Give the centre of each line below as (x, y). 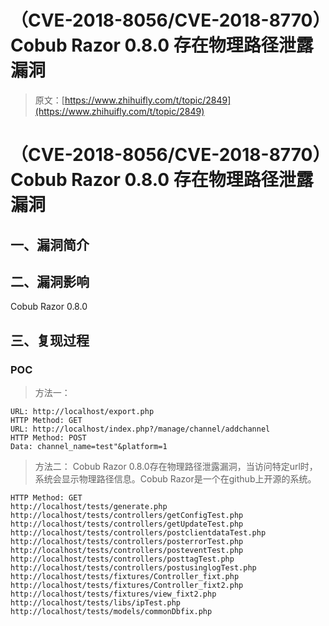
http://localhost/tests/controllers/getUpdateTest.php (127, 524)
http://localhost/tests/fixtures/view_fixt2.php (113, 594)
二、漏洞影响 (50, 281)
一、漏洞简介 (50, 244)
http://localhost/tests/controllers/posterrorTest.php (127, 542)
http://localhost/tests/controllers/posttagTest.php (122, 559)
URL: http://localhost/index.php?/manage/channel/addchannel (140, 429)
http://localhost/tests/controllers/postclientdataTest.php (138, 533)
